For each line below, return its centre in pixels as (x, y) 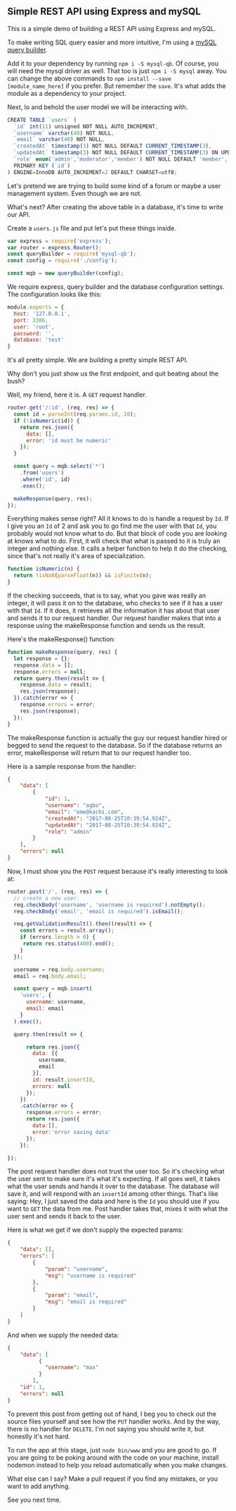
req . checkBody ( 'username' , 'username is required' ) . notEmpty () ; (110, 905)
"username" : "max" (72, 1368)
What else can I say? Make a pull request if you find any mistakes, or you (112, 1479)
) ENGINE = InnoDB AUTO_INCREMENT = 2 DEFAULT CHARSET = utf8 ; (92, 172)
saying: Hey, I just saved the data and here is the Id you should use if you (113, 1202)
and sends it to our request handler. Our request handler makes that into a (114, 618)
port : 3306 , (31, 320)
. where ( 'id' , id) (45, 479)
